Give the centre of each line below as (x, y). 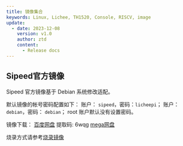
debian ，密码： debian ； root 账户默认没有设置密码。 (71, 111)
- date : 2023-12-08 (36, 28)
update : (16, 23)
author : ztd (32, 39)
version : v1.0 (34, 34)
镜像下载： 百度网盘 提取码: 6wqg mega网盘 (60, 124)
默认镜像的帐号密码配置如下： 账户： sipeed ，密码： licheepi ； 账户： (93, 104)
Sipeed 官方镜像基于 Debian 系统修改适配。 (60, 91)
